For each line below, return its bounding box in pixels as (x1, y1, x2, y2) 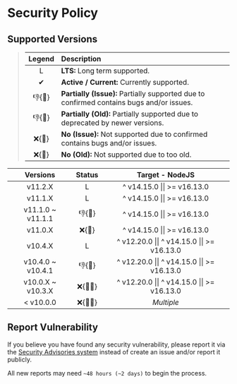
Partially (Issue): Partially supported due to (61, 89, 205, 98)
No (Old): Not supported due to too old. (61, 150, 192, 160)
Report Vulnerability (7, 321, 99, 333)
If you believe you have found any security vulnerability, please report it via (7, 340, 226, 349)
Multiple (152, 298, 180, 307)
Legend (28, 54, 55, 64)
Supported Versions (7, 33, 97, 45)
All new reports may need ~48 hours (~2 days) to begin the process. (7, 368, 207, 377)
